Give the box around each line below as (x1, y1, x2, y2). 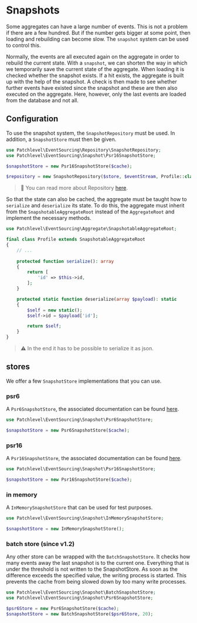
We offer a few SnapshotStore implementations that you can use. (6, 377, 162, 384)
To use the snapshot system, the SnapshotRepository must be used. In (6, 129, 175, 136)
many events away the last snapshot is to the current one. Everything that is (6, 560, 189, 567)
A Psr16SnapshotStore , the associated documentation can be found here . (6, 455, 182, 462)
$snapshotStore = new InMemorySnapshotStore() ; (6, 526, 125, 532)
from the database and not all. (6, 96, 79, 103)
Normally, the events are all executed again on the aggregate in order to (6, 53, 180, 60)
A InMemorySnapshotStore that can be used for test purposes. (6, 504, 153, 511)
